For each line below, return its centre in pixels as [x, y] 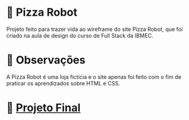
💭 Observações [46, 60]
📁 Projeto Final [44, 108]
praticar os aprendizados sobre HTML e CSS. [63, 83]
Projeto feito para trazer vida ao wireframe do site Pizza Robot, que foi [94, 29]
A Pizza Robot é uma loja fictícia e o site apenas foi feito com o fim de [94, 77]
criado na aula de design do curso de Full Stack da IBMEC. [80, 35]
